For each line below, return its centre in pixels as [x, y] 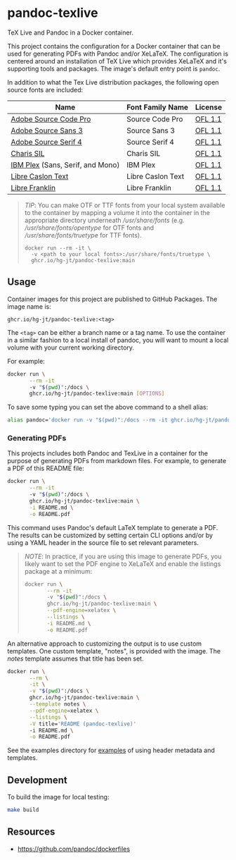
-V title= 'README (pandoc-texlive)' [83, 724]
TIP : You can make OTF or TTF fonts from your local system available [125, 205]
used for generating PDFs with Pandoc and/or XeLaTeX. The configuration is [118, 54]
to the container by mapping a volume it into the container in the [117, 212]
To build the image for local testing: [58, 797]
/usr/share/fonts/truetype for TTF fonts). [83, 235]
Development [38, 780]
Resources [31, 832]
